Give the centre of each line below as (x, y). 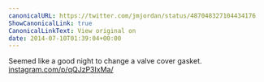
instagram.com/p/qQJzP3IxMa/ (61, 70)
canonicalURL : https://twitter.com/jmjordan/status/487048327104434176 (132, 16)
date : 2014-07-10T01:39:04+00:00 (65, 38)
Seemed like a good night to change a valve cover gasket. (105, 61)
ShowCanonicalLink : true (50, 23)
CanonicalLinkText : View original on (72, 31)
